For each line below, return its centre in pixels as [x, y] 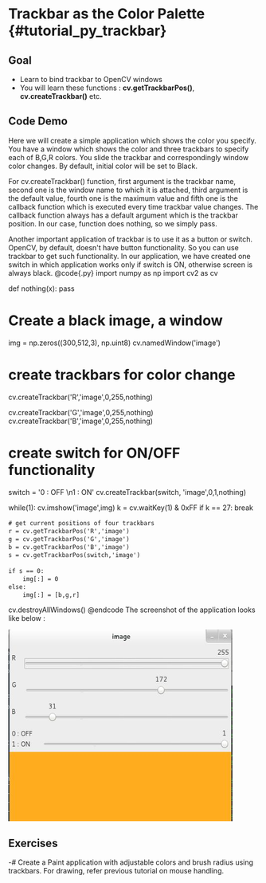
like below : [27, 618]
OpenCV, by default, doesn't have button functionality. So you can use [123, 247]
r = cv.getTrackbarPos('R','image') [69, 531]
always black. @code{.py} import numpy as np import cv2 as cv [113, 273]
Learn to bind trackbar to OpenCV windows [91, 79]
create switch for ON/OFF [94, 453]
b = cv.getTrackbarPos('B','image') [69, 547]
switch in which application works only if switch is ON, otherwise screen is [131, 265]
